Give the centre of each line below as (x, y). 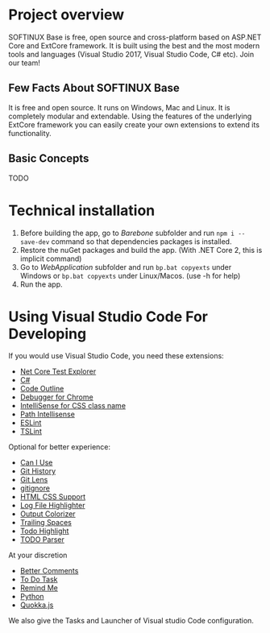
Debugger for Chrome (57, 397)
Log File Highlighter (52, 506)
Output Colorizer (48, 514)
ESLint (31, 423)
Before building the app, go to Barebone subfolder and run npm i (127, 233)
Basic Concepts (49, 159)
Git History (38, 471)
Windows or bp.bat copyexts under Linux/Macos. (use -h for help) (130, 275)
